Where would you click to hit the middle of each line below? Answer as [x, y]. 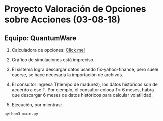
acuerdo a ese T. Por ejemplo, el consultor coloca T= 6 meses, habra [83, 90]
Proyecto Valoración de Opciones [75, 9]
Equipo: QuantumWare [41, 38]
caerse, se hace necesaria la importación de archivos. [67, 75]
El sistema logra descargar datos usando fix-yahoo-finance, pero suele [85, 69]
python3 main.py [21, 114]
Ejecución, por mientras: [37, 105]
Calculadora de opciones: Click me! [48, 50]
